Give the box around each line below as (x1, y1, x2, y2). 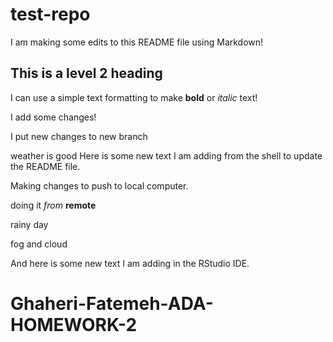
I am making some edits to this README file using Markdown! (10, 36, 264, 48)
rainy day (10, 218, 49, 230)
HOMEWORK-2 (10, 313, 138, 336)
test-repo (10, 3, 91, 26)
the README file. (10, 160, 81, 172)
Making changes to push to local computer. (10, 179, 189, 192)
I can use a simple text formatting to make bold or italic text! (10, 91, 258, 103)
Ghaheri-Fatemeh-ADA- (10, 292, 214, 315)
